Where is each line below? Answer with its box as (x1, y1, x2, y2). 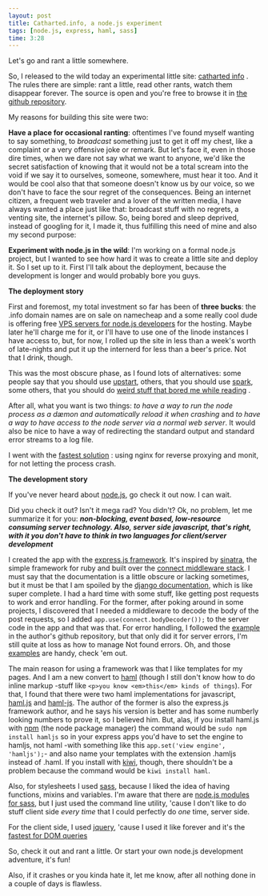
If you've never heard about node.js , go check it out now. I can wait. (8, 490, 232, 500)
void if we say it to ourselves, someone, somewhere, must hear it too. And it (8, 170, 258, 180)
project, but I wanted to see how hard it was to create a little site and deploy (8, 254, 258, 264)
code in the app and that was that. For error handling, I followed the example (8, 623, 260, 633)
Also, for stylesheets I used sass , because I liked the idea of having (8, 782, 230, 791)
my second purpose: (8, 230, 77, 240)
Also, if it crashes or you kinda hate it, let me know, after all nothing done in (8, 870, 256, 880)
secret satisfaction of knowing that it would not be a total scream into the (8, 162, 250, 172)
